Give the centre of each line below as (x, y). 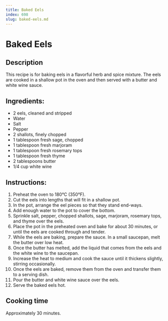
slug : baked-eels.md (27, 19)
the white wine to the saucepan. (46, 253)
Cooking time (27, 301)
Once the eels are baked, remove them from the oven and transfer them (87, 269)
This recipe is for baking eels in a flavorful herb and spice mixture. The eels (83, 75)
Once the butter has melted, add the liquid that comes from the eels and (87, 248)
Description (24, 63)
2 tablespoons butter (34, 161)
